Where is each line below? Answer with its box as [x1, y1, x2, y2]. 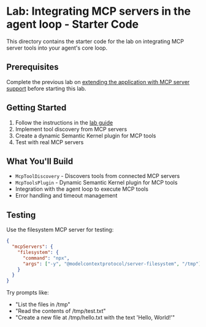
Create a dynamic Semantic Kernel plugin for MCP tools [15, 132, 156, 139]
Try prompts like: [6, 289, 49, 296]
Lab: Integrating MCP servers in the [6, 4, 191, 18]
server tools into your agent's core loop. [6, 44, 108, 52]
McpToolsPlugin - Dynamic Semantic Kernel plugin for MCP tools [15, 179, 178, 187]
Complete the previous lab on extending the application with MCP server [6, 78, 190, 85]
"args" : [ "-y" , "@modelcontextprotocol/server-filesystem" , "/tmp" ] [22, 261, 202, 267]
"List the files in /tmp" [15, 301, 71, 308]
